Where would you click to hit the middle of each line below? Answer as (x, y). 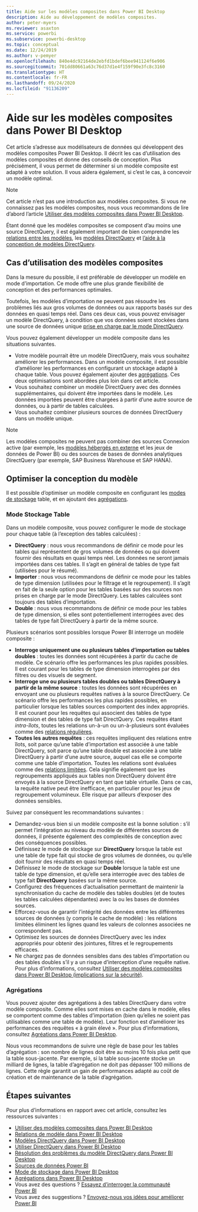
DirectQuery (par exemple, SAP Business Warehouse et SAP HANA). (89, 460)
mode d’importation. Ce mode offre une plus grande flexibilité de (85, 283)
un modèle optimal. (30, 178)
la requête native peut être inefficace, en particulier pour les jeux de (97, 788)
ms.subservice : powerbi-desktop (46, 39)
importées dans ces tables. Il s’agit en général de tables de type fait (97, 564)
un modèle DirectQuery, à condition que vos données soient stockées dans (98, 320)
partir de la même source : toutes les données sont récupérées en (96, 688)
